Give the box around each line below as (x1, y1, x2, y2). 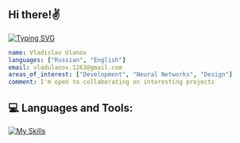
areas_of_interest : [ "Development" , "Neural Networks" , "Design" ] (8, 71, 233, 79)
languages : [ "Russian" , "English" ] (8, 56, 126, 64)
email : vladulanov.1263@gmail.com (8, 64, 123, 71)
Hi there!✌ (8, 8, 61, 21)
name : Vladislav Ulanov (8, 48, 87, 56)
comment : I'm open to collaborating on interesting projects (8, 78, 215, 87)
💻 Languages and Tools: (8, 101, 134, 114)
